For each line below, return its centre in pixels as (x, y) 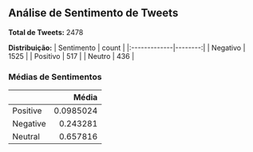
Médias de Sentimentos (55, 76)
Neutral (26, 137)
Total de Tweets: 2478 (46, 32)
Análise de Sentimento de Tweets (93, 13)
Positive (27, 111)
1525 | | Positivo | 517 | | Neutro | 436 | (71, 56)
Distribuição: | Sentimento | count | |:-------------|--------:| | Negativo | (127, 48)
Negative (29, 124)
